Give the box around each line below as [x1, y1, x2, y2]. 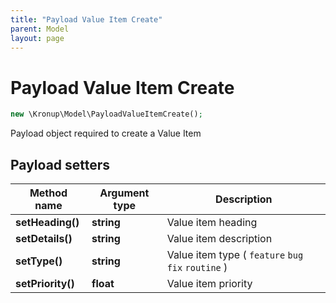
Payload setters [10, 156, 111, 173]
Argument [99, 186, 150, 200]
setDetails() [15, 232, 73, 245]
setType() [15, 254, 63, 268]
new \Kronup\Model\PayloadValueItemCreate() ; [10, 109, 203, 120]
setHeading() [15, 216, 80, 229]
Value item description [166, 232, 273, 245]
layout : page [10, 33, 65, 43]
